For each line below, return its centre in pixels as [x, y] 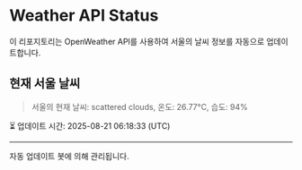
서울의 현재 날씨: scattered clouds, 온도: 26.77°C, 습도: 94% [140, 106]
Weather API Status [84, 16]
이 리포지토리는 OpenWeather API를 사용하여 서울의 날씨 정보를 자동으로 [137, 41]
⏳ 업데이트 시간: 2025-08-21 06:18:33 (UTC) [90, 125]
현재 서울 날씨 [45, 84]
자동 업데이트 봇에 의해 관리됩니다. [69, 156]
